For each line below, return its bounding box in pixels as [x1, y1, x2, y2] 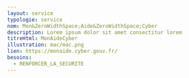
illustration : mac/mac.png [7, 41, 84, 48]
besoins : [7, 54, 32, 61]
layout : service [7, 9, 53, 17]
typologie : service [7, 16, 63, 23]
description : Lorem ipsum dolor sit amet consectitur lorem [7, 28, 183, 36]
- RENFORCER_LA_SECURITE [13, 60, 84, 67]
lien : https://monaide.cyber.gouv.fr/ [7, 48, 118, 55]
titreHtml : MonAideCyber [7, 35, 78, 42]
